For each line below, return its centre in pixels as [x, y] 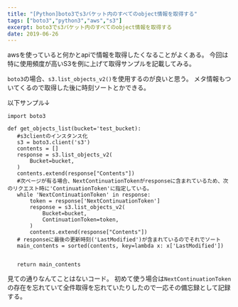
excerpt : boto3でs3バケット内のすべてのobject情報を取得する [90, 27]
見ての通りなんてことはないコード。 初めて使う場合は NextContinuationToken [119, 279]
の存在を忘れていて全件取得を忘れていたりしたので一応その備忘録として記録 [119, 288]
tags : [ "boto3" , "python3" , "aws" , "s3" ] [65, 21]
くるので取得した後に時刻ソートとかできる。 [85, 88]
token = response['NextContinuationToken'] [95, 201]
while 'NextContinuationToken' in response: [84, 195]
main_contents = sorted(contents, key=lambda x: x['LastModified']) [120, 246]
